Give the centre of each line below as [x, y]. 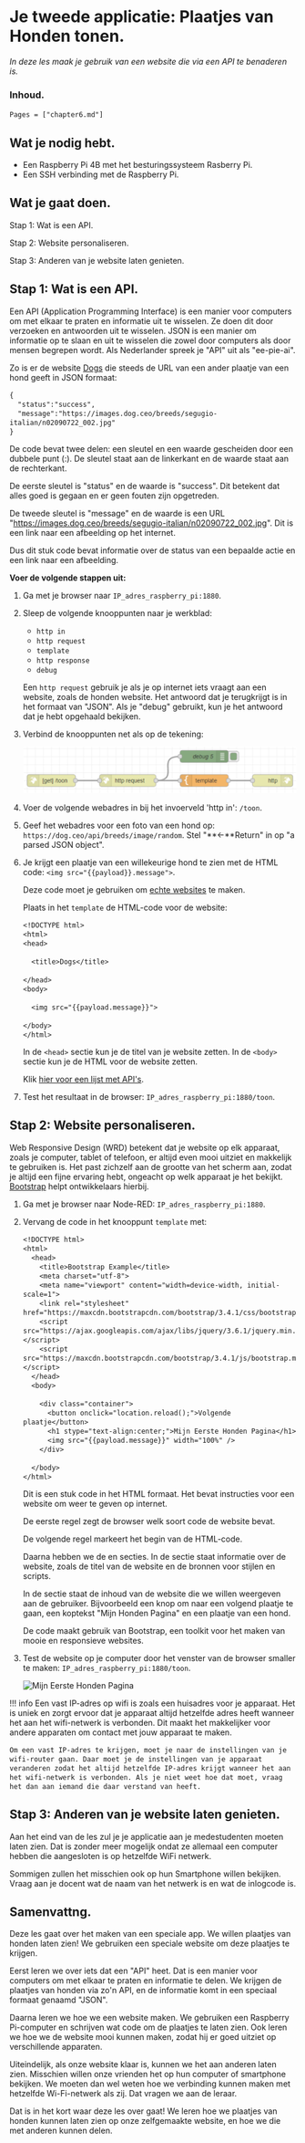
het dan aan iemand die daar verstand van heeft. [106, 1786]
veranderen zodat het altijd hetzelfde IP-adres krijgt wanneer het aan [150, 1768]
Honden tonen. [67, 36]
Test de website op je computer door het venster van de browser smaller [159, 1657]
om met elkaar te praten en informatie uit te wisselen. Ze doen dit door [142, 320]
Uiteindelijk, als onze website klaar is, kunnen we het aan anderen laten [143, 2065]
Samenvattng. [51, 1913]
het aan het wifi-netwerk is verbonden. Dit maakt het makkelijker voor [140, 1722]
